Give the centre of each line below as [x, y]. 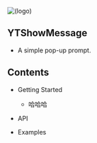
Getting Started [40, 89]
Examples [32, 132]
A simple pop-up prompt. [54, 50]
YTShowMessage [47, 33]
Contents [28, 73]
